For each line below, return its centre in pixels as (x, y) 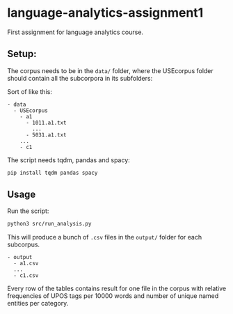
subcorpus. (24, 244)
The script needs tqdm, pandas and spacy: (69, 160)
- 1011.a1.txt (46, 123)
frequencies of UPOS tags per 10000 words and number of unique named (113, 296)
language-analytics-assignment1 (105, 13)
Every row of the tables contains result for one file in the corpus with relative (117, 289)
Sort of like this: (30, 91)
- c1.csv (26, 276)
